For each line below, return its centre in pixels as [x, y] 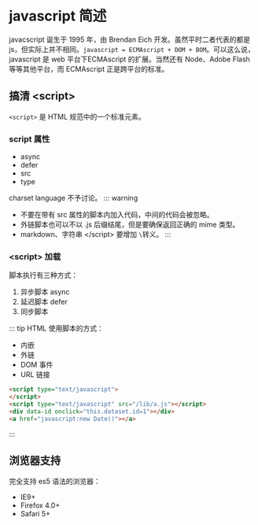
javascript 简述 [58, 16]
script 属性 [29, 139]
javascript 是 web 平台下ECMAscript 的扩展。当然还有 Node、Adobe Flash [130, 59]
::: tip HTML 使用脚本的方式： [57, 328]
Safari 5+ [35, 513]
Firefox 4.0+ [40, 505]
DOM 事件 [37, 365]
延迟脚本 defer [44, 302]
